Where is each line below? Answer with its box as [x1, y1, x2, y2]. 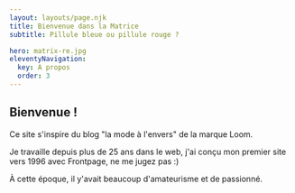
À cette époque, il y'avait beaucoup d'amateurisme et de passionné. [9, 173, 263, 184]
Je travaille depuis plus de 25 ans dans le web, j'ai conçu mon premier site [9, 146, 287, 157]
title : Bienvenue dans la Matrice [9, 22, 140, 31]
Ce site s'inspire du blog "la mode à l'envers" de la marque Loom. [9, 128, 254, 140]
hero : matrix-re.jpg [9, 46, 88, 55]
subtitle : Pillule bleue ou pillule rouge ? [9, 30, 180, 39]
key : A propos [17, 63, 70, 72]
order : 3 [17, 71, 51, 81]
